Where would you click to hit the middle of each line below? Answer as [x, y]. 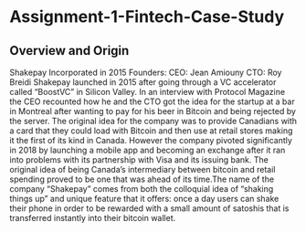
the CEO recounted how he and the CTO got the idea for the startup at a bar [152, 101]
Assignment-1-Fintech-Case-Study [147, 17]
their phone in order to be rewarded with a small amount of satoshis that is [149, 208]
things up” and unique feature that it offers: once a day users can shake [144, 199]
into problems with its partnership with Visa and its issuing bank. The [139, 160]
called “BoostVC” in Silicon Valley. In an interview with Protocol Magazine [148, 92]
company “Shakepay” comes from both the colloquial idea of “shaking [142, 189]
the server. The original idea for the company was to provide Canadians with [153, 121]
